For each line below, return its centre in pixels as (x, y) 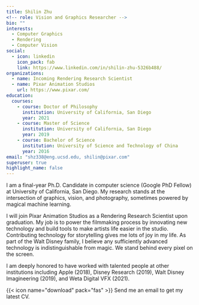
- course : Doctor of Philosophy (57, 107)
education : (20, 95)
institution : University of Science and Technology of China (100, 146)
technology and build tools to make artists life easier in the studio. (88, 229)
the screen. (20, 254)
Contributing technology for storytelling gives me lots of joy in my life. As (96, 235)
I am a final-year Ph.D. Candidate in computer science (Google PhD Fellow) (99, 185)
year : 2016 (36, 151)
